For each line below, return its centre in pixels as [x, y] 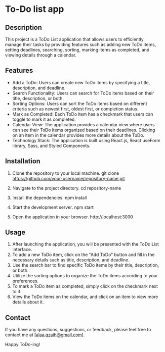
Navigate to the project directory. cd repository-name [66, 188]
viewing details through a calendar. [41, 55]
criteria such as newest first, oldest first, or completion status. [75, 109]
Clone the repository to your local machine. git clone [66, 173]
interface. [22, 250]
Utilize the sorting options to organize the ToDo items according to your [85, 276]
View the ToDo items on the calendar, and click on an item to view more [85, 297]
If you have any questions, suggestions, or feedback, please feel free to [78, 330]
